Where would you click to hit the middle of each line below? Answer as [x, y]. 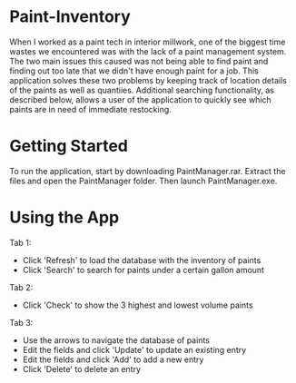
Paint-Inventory [70, 17]
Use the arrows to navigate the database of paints [116, 340]
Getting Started [69, 146]
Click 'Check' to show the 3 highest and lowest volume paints [138, 305]
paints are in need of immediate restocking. [91, 109]
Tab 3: [21, 322]
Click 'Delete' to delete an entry [82, 368]
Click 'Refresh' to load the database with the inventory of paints [142, 260]
